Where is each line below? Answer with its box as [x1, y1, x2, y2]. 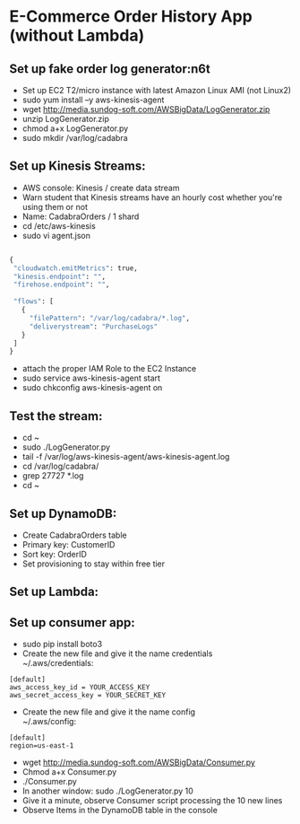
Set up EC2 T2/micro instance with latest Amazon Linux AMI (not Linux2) [21, 85, 292, 95]
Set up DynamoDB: [9, 505, 117, 522]
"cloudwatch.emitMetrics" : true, [13, 263, 139, 273]
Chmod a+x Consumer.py [21, 767, 117, 777]
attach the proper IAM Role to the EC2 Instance [21, 364, 197, 374]
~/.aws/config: [21, 716, 77, 727]
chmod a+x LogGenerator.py [21, 123, 129, 134]
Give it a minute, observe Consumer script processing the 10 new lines [21, 795, 283, 806]
